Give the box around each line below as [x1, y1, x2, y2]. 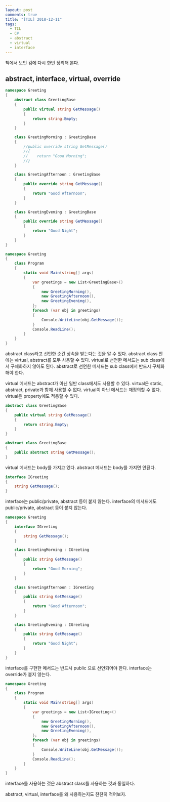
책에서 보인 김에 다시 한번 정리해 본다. [5, 59, 79, 66]
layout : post [5, 7, 33, 13]
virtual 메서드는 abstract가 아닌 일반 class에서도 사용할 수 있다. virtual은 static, [5, 381, 163, 387]
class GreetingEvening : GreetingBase [14, 209, 96, 215]
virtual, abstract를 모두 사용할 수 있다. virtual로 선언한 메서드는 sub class [14, 357, 161, 363]
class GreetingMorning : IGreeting [14, 547, 90, 553]
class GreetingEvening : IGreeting [14, 622, 90, 627]
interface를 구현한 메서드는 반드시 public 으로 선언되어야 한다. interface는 [5, 665, 152, 671]
